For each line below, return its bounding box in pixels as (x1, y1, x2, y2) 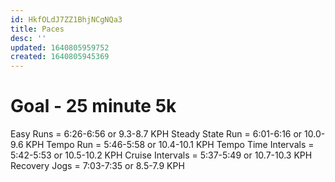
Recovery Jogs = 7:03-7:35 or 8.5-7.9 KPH (10, 160, 185, 172)
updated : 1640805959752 (10, 42, 110, 53)
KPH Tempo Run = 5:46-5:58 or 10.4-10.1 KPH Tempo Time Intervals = (25, 139, 315, 151)
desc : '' (10, 33, 47, 43)
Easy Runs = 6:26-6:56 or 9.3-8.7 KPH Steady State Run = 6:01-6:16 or (10, 128, 303, 140)
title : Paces (10, 24, 65, 34)
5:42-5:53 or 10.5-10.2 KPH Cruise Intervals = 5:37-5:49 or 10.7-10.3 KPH (10, 149, 313, 161)
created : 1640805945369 (10, 52, 110, 62)
